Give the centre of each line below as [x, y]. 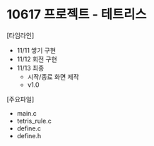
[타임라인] [20, 35]
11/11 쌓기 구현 [36, 50]
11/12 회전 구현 [37, 59]
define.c [29, 128]
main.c [26, 113]
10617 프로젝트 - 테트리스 [77, 14]
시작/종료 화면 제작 [53, 77]
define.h [29, 135]
